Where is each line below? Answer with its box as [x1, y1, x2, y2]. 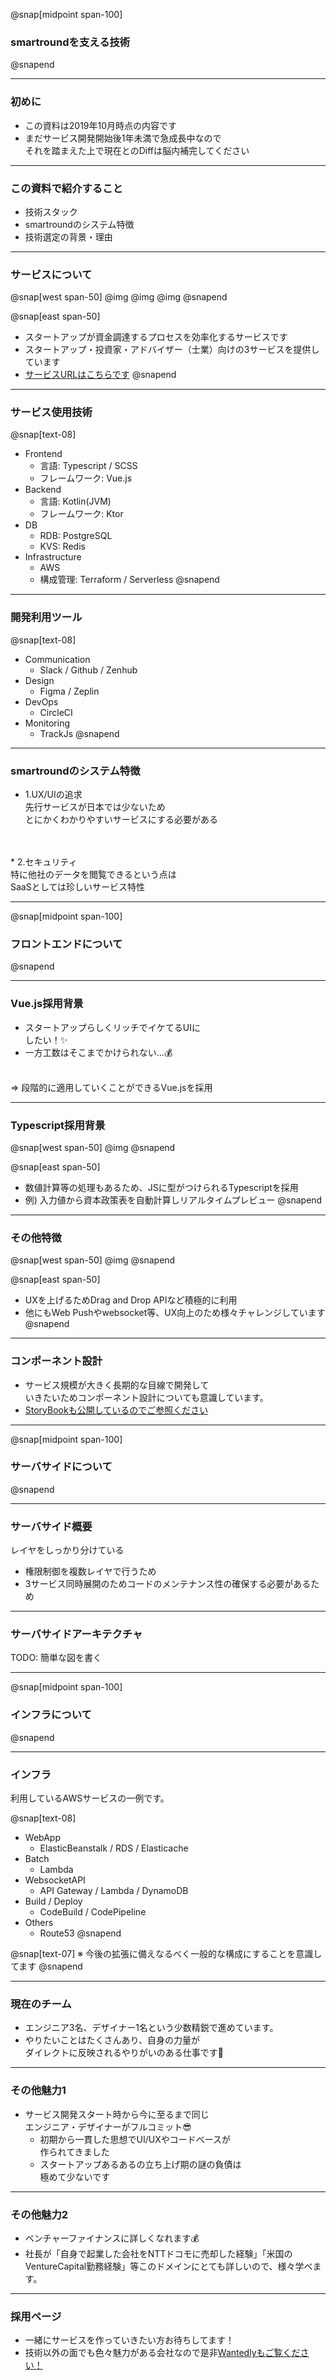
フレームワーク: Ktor [39, 508, 124, 520]
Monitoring [24, 717, 70, 729]
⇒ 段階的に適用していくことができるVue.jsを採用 [10, 1081, 213, 1093]
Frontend [24, 448, 63, 460]
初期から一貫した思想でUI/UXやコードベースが [39, 2133, 232, 2145]
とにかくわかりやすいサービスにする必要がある [24, 814, 218, 826]
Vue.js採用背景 [10, 997, 84, 1011]
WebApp [24, 1832, 61, 1844]
